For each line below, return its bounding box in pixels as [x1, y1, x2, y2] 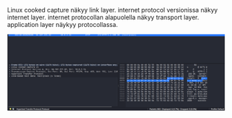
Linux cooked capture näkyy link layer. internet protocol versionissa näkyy [7, 6, 218, 14]
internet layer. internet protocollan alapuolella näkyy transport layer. [7, 13, 200, 21]
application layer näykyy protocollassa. [7, 21, 119, 28]
